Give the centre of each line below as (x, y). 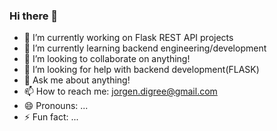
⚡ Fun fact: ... (51, 117)
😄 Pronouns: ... (56, 106)
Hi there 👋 (34, 16)
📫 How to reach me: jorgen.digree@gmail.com (120, 91)
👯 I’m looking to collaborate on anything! (107, 59)
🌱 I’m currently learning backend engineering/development (145, 48)
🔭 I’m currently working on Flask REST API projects (128, 38)
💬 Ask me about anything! (77, 80)
